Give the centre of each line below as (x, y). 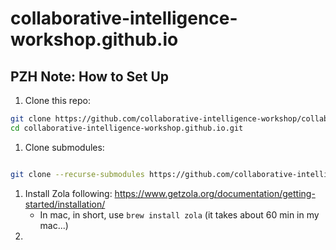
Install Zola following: (68, 193)
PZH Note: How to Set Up (90, 76)
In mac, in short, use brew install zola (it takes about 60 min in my (179, 214)
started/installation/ (65, 204)
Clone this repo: (57, 100)
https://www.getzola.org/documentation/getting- (215, 193)
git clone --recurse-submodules (77, 174)
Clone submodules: (64, 147)
